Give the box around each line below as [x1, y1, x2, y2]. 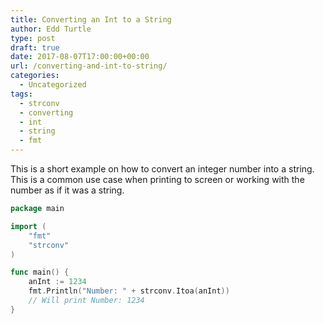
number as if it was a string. [10, 184, 125, 196]
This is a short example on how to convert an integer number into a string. [10, 163, 315, 175]
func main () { [10, 267, 70, 278]
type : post [10, 33, 56, 43]
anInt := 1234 [28, 277, 87, 287]
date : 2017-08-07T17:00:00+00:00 [10, 52, 150, 62]
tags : [10, 89, 33, 99]
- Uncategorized [19, 80, 87, 90]
